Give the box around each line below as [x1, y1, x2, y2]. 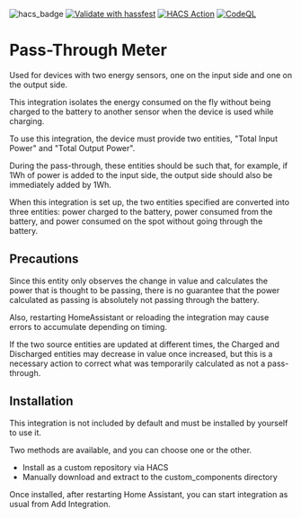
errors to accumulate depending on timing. [9, 321, 168, 332]
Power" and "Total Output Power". [9, 142, 136, 153]
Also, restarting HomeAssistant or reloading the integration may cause [9, 311, 270, 323]
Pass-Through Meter [9, 40, 168, 60]
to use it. [9, 427, 42, 438]
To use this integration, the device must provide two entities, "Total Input [9, 133, 279, 144]
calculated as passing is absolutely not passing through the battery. [9, 294, 260, 305]
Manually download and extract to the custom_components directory [22, 471, 279, 482]
